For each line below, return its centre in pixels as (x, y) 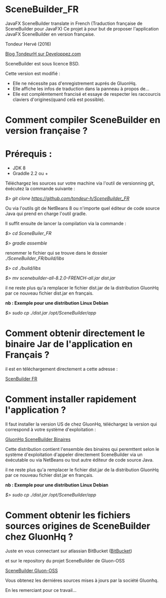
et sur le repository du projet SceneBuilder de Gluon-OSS (65, 560)
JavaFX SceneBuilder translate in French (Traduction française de (74, 23)
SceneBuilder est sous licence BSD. (43, 63)
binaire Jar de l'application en (69, 344)
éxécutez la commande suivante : (40, 189)
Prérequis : (29, 154)
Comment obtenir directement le (75, 333)
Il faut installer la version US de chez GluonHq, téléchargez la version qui (81, 424)
